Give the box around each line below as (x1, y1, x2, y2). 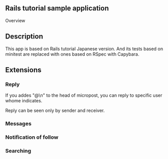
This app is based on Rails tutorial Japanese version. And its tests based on (5, 46, 163, 52)
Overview (5, 17, 25, 23)
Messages (5, 120, 32, 127)
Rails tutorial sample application (5, 4, 109, 13)
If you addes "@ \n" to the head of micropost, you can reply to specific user (5, 92, 162, 98)
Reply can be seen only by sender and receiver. (5, 107, 105, 113)
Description (5, 32, 43, 41)
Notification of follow (5, 134, 58, 141)
